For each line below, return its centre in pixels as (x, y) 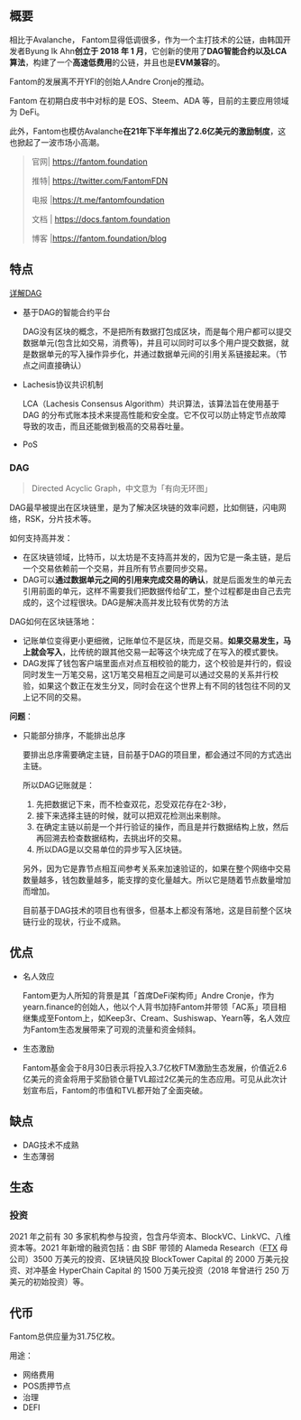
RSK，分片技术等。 (60, 518)
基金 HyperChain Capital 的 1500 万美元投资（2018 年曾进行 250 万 (165, 1270)
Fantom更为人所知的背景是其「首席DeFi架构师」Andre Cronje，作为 (148, 995)
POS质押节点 (46, 1386)
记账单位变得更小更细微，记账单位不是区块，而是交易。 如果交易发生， (153, 640)
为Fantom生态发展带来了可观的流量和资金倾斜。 (111, 1029)
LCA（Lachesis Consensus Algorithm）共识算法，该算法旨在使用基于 (150, 404)
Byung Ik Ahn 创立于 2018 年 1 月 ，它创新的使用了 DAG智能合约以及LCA (156, 51)
